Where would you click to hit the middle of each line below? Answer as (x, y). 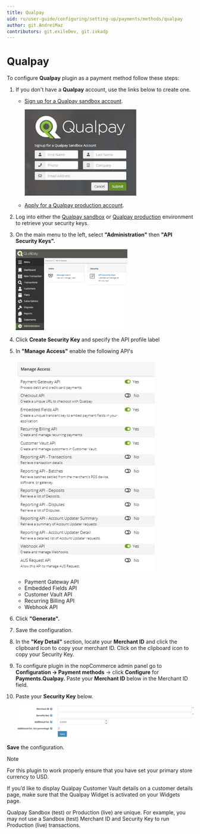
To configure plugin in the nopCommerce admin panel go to (89, 666)
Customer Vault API (48, 595)
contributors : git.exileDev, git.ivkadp (58, 32)
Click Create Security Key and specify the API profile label (87, 340)
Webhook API (41, 607)
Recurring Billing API (49, 601)
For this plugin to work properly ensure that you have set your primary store (100, 770)
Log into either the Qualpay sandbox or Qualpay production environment (104, 217)
